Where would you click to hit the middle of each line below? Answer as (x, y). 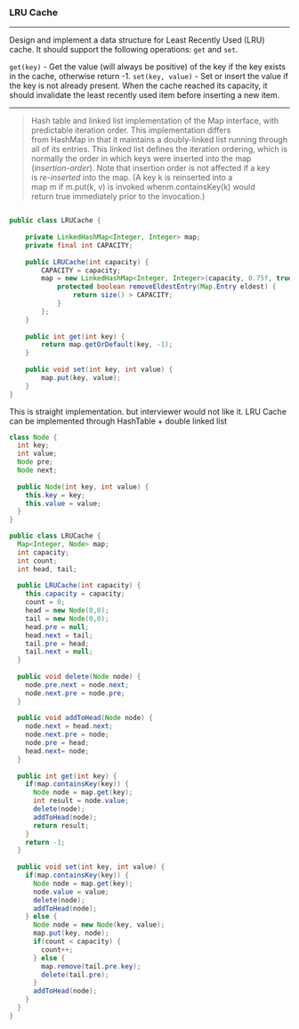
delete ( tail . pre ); (75, 975)
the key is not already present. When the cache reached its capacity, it (139, 85)
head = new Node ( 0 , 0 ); (67, 611)
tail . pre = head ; (57, 644)
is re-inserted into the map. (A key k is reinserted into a (132, 178)
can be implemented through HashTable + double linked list (118, 421)
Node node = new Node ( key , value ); (99, 925)
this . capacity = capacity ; (75, 594)
